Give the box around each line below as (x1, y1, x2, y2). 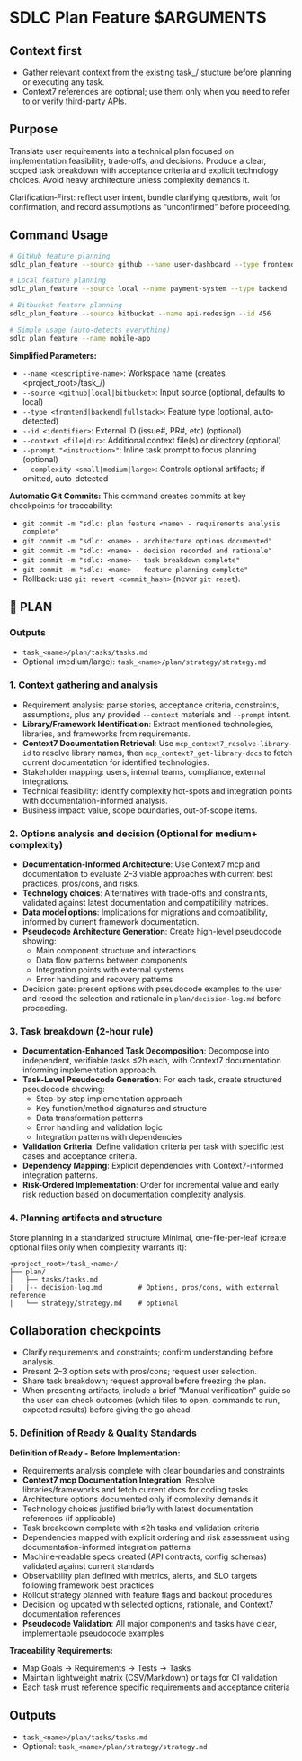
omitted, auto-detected (22, 472, 109, 484)
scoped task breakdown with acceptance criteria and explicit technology (9, 165, 279, 176)
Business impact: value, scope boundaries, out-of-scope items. (22, 805, 258, 816)
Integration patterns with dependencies (35, 1132, 182, 1143)
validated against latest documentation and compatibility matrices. (22, 897, 269, 908)
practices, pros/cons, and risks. (22, 878, 140, 889)
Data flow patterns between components (35, 954, 188, 965)
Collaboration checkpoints (9, 1323, 162, 1338)
